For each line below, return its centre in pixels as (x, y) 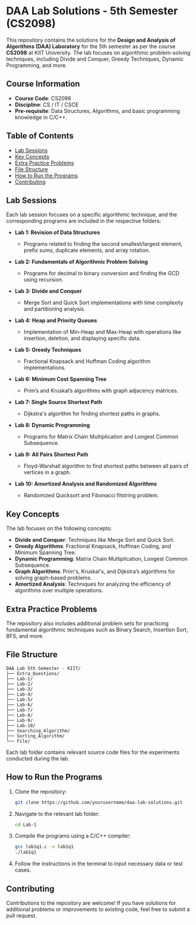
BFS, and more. (25, 636)
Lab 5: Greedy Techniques (48, 350)
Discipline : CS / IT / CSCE (47, 105)
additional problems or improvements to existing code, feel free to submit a (98, 909)
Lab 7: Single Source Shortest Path (59, 402)
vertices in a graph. (47, 472)
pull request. (21, 915)
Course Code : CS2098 (43, 98)
